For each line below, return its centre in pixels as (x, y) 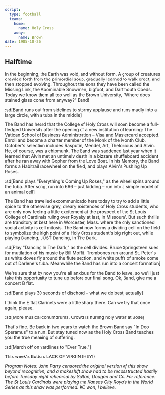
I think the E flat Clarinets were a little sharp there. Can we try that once (78, 302)
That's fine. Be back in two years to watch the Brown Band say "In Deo (77, 327)
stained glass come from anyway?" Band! (47, 100)
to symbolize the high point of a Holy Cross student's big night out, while (79, 233)
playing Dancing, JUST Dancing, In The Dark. (51, 238)
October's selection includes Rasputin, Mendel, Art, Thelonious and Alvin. (80, 145)
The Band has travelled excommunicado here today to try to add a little (77, 201)
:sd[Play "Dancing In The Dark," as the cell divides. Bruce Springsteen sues (82, 247)
